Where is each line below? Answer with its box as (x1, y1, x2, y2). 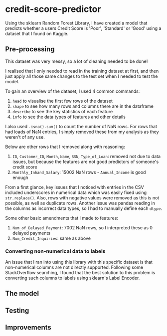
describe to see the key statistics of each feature (12, 108, 113, 114)
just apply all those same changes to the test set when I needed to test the (5, 73, 158, 79)
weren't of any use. (5, 134, 45, 140)
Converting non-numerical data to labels (5, 248, 106, 255)
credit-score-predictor (5, 3, 101, 15)
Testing (5, 306, 29, 315)
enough (12, 174, 28, 180)
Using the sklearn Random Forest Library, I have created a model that (5, 20, 148, 26)
